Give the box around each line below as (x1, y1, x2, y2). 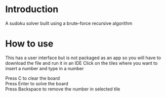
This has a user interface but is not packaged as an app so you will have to (5, 55, 161, 61)
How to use (5, 38, 54, 50)
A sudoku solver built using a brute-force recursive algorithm (5, 20, 133, 26)
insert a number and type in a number (5, 65, 85, 71)
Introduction (5, 4, 59, 15)
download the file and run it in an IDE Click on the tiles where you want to (5, 60, 158, 66)
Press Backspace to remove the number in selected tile (5, 86, 120, 92)
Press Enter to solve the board (5, 80, 68, 86)
